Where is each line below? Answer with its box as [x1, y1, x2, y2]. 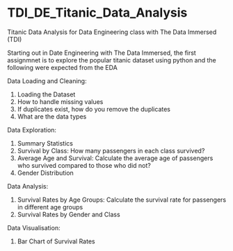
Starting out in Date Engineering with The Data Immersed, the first [7, 49, 196, 57]
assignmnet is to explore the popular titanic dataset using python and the [7, 55, 217, 64]
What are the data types [17, 112, 87, 121]
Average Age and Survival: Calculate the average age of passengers [17, 154, 214, 162]
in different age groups [17, 202, 83, 211]
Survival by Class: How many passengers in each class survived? [17, 146, 205, 155]
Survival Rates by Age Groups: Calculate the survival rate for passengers [17, 196, 227, 204]
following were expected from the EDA [7, 63, 118, 71]
